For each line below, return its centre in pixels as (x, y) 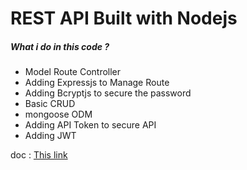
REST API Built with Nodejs (124, 18)
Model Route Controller (73, 72)
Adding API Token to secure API (90, 125)
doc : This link (39, 155)
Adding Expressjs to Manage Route (97, 83)
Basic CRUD (50, 104)
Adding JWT (50, 136)
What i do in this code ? (60, 46)
